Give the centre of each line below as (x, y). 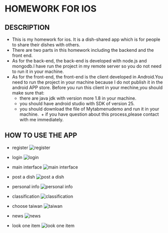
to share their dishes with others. (46, 45)
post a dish (24, 177)
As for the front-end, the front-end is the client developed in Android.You (88, 77)
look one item (26, 225)
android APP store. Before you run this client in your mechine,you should (87, 88)
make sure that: (28, 93)
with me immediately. (41, 120)
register (20, 147)
